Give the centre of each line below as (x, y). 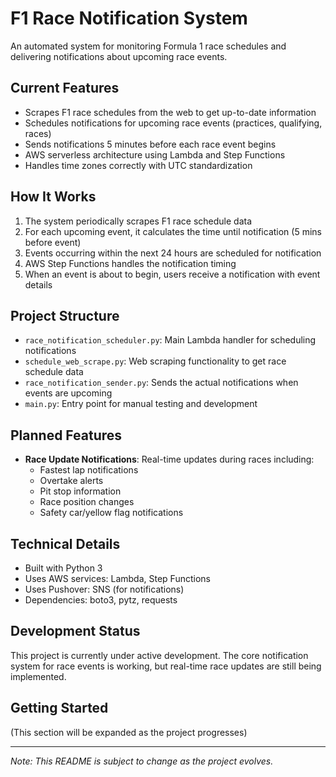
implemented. (38, 676)
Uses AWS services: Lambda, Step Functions (117, 578)
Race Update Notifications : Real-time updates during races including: (169, 459)
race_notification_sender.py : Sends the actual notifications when (161, 383)
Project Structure (65, 315)
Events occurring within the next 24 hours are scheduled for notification (173, 253)
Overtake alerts (71, 481)
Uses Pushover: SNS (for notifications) (104, 589)
